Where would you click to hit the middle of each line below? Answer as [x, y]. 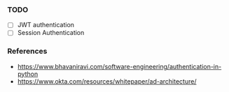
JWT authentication [46, 25]
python [28, 74]
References [27, 52]
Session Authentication [51, 33]
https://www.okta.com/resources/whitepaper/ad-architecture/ [107, 81]
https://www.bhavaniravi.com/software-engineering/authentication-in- [119, 66]
